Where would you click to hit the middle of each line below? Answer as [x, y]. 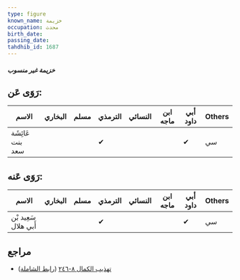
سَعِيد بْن [24, 217]
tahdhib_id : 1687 [33, 47]
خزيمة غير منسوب [31, 70]
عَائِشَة [20, 133]
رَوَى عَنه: [25, 176]
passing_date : [29, 41]
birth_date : [25, 34]
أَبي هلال [24, 227]
